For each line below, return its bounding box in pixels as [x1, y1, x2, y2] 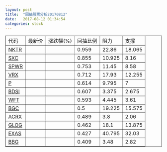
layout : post [5, 7, 32, 12]
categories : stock [5, 21, 43, 26]
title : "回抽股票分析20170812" [5, 12, 68, 17]
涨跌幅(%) [48, 38, 72, 45]
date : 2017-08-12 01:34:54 [5, 16, 66, 21]
